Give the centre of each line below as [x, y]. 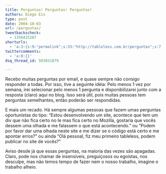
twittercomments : [23, 51]
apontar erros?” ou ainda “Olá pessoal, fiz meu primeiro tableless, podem [80, 136]
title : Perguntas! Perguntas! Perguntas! [49, 10]
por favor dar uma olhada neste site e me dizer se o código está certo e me [82, 131]
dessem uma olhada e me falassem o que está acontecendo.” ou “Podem [80, 126]
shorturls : [16, 42]
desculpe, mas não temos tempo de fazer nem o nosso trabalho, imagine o [82, 162]
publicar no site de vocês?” [33, 142]
